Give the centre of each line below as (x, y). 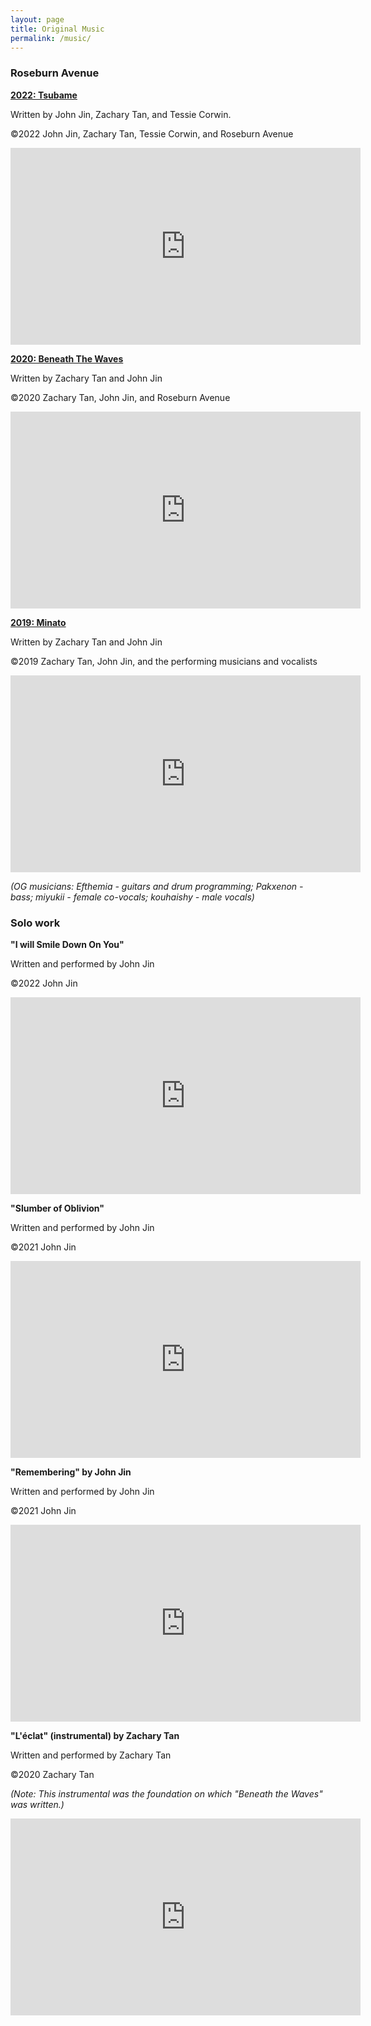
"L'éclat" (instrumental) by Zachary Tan (95, 1735)
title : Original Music (57, 29)
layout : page (37, 19)
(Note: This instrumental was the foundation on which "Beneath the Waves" (166, 1793)
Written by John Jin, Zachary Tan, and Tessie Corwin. (121, 114)
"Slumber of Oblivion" (57, 1208)
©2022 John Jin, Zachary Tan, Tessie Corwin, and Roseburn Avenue (152, 133)
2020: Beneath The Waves (67, 358)
